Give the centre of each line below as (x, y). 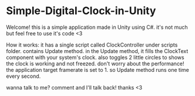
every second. (23, 76)
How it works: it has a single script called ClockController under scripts (92, 45)
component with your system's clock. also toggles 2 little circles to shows (95, 57)
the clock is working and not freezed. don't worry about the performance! (95, 64)
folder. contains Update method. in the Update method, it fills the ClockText (97, 51)
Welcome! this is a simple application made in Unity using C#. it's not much (97, 27)
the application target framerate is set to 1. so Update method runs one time (97, 69)
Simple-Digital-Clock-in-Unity (81, 11)
